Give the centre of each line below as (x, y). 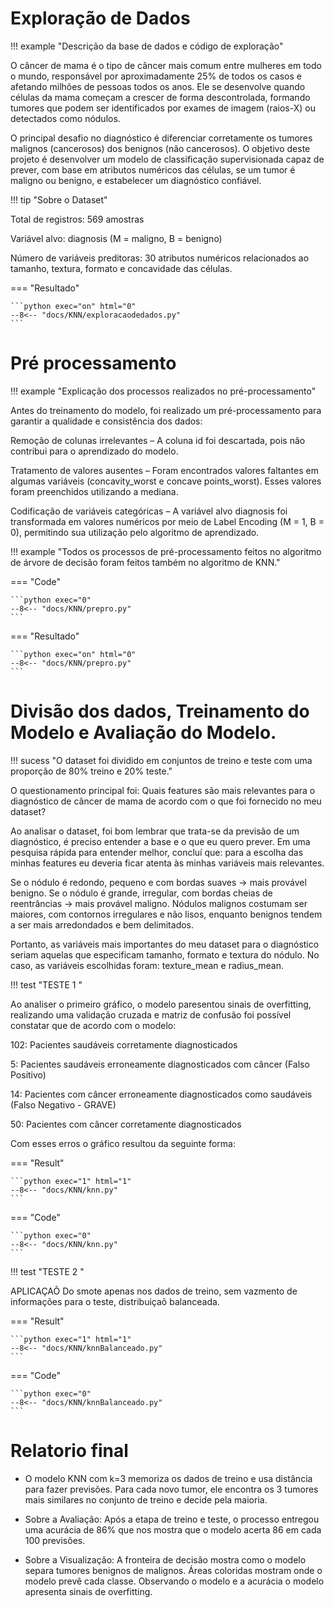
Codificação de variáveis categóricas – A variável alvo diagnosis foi (149, 511)
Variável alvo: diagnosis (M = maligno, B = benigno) (116, 238)
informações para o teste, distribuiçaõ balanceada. (115, 1301)
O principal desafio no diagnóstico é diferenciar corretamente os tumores (161, 138)
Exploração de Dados (100, 18)
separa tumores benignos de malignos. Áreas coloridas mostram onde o (173, 1570)
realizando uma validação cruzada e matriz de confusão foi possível (151, 1014)
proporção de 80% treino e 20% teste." (91, 771)
